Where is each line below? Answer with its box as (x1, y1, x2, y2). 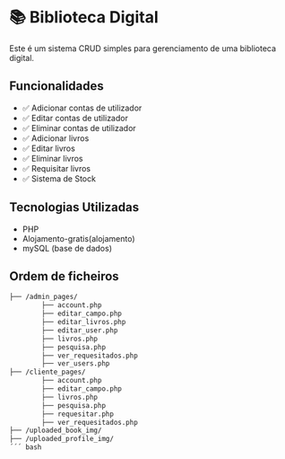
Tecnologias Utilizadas (9, 199, 140, 216)
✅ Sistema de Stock (22, 172, 97, 184)
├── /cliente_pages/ (9, 367, 87, 377)
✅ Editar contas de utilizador (22, 112, 128, 123)
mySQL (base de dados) (22, 243, 112, 253)
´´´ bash (9, 443, 42, 452)
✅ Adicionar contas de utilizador (22, 102, 142, 113)
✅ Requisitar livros (22, 163, 91, 173)
